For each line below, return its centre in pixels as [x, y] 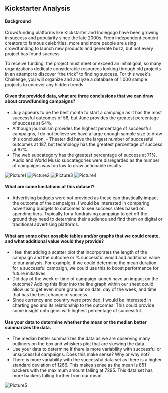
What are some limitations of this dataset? [50, 187]
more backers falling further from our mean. [58, 376]
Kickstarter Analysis [38, 8]
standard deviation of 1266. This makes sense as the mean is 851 [79, 365]
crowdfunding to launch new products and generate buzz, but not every [79, 48]
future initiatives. [30, 274]
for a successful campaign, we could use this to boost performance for [85, 268]
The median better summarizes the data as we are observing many [81, 339]
